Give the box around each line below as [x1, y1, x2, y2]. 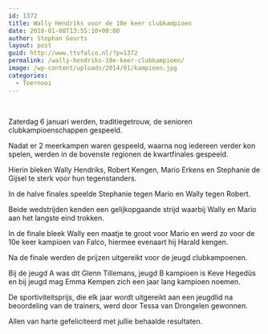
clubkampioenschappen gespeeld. [8, 125, 123, 135]
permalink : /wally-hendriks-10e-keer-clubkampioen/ [8, 57, 185, 65]
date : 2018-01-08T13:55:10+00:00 [8, 26, 120, 35]
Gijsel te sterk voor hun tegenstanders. [8, 173, 137, 183]
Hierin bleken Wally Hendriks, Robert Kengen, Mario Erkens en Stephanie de [8, 165, 261, 174]
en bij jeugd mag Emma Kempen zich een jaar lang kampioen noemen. [8, 276, 241, 286]
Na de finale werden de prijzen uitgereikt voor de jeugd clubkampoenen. [8, 252, 248, 262]
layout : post [8, 42, 52, 50]
